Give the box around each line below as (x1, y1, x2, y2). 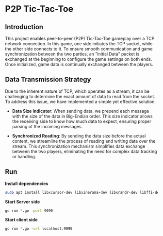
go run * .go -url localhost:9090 (5, 226, 73, 231)
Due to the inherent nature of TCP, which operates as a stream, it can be (5, 88, 149, 94)
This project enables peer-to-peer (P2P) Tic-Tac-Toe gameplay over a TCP (5, 35, 155, 41)
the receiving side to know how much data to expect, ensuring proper (12, 118, 151, 124)
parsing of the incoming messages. (12, 123, 83, 129)
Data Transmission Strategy (5, 75, 91, 84)
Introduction (5, 23, 44, 31)
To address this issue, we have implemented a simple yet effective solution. (5, 99, 156, 104)
